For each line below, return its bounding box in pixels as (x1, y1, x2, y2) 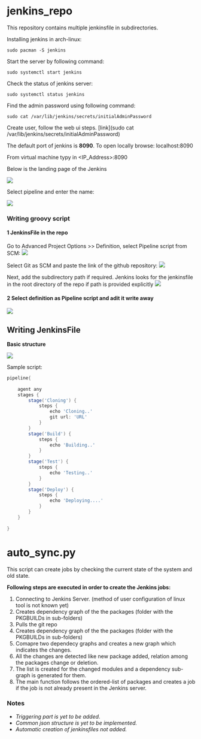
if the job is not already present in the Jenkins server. (15, 684, 147, 692)
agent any (17, 386, 42, 392)
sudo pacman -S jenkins (7, 47, 66, 53)
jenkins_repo (7, 4, 73, 18)
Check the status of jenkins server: (7, 80, 93, 87)
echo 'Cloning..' (49, 409, 93, 415)
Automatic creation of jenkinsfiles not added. (15, 725, 127, 732)
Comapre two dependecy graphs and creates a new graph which (15, 640, 176, 647)
